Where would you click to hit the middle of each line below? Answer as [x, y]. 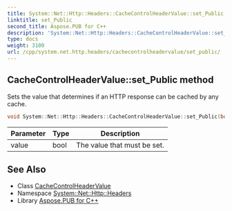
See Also [27, 169]
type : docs [23, 39]
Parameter [28, 133]
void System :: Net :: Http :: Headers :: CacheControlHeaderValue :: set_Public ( [114, 117]
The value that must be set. [120, 145]
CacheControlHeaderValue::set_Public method [110, 80]
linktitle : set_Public [40, 20]
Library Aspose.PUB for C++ [58, 201]
